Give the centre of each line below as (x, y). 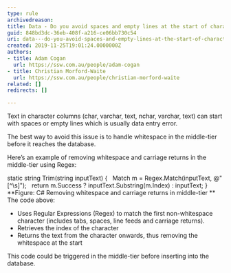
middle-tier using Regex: (42, 165)
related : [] (24, 84)
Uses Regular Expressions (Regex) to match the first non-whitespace (115, 214)
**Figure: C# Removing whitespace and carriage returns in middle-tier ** (111, 193)
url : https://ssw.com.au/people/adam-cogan (76, 65)
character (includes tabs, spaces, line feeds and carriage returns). (111, 221)
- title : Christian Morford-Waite (57, 71)
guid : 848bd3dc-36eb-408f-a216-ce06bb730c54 (72, 33)
